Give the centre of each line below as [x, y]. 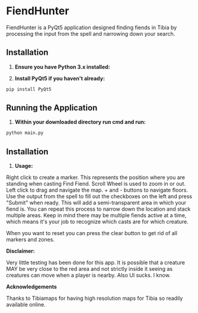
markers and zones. [31, 240]
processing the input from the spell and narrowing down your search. [91, 33]
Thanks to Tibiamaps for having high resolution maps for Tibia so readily [95, 298]
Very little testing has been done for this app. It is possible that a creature [96, 262]
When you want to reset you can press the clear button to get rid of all [92, 233]
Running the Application [52, 108]
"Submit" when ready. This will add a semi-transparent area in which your [96, 203]
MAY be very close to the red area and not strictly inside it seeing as [90, 269]
